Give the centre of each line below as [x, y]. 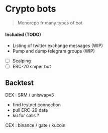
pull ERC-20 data [30, 110]
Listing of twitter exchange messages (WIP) [58, 46]
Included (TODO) [23, 34]
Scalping [22, 61]
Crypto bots [31, 9]
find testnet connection [37, 105]
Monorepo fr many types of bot [50, 23]
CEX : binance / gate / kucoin [35, 125]
